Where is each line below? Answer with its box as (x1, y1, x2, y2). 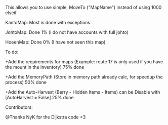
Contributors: (5, 104, 33, 110)
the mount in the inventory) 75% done (5, 64, 85, 70)
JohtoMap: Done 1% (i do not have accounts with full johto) (5, 29, 129, 35)
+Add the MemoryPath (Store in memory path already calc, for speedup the (5, 74, 163, 80)
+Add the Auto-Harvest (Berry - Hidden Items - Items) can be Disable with (5, 89, 160, 95)
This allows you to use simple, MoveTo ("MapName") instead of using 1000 (5, 5, 162, 10)
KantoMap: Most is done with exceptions (5, 20, 91, 25)
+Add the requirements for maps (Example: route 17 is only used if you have (5, 59, 163, 65)
